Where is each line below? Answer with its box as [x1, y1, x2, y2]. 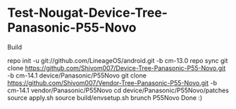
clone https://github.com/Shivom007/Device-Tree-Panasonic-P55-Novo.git [7, 64, 226, 72]
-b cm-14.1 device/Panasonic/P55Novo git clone [7, 71, 147, 80]
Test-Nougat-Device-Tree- [7, 5, 168, 21]
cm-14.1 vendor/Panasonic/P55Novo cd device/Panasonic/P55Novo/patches [7, 86, 229, 94]
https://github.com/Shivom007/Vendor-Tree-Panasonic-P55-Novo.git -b [7, 78, 217, 87]
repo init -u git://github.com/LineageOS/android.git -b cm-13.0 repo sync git [7, 56, 228, 64]
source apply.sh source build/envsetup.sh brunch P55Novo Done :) [7, 93, 203, 102]
